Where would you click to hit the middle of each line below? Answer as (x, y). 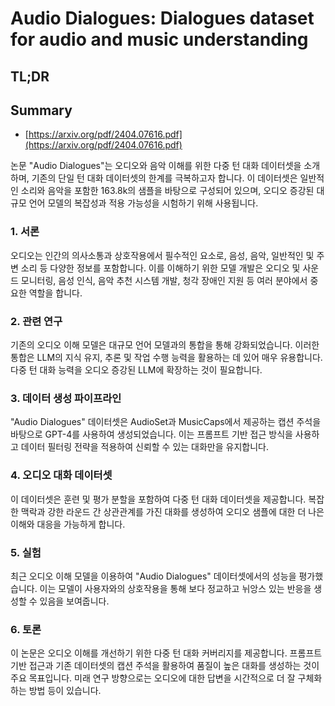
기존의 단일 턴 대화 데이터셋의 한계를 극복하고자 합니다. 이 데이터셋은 (164, 178)
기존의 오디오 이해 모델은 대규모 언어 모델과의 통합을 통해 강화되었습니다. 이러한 (165, 344)
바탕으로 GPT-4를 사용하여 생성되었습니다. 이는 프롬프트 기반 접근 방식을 (151, 434)
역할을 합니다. (55, 293)
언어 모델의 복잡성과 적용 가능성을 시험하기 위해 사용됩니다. (143, 203)
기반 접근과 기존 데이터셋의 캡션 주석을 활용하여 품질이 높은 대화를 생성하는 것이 (165, 666)
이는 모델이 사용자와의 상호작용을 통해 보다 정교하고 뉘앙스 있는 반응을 (175, 588)
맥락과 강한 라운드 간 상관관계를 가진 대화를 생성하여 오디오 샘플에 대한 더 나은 (172, 511)
